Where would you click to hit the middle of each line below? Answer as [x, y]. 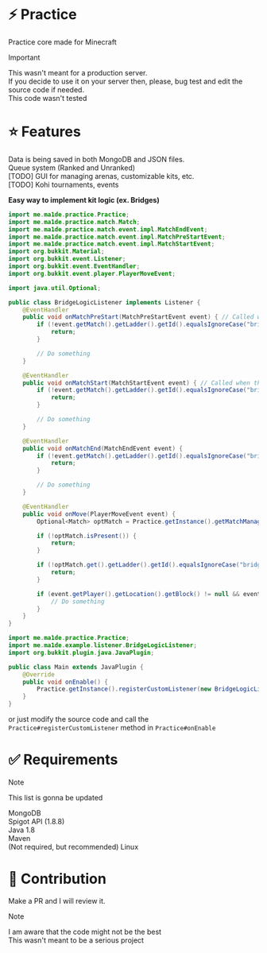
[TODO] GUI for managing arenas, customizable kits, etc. [101, 176]
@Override [39, 674]
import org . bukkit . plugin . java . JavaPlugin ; [81, 653]
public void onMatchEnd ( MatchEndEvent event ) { [103, 448]
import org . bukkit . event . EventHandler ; [74, 266]
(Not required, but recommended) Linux [74, 846]
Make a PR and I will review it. [57, 901]
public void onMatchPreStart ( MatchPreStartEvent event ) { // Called [138, 317]
